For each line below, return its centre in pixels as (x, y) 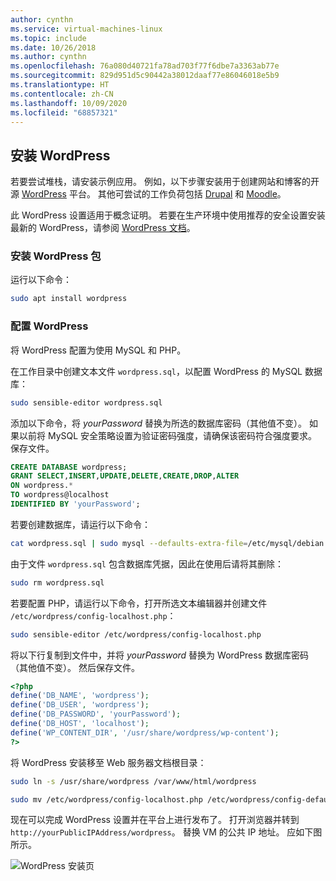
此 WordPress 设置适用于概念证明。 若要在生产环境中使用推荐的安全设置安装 (168, 215)
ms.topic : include (48, 38)
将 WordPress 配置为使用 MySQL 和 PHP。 (98, 350)
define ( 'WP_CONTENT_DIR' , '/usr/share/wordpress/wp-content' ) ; (145, 732)
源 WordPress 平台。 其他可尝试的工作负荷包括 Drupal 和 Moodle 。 (148, 194)
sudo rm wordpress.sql (57, 582)
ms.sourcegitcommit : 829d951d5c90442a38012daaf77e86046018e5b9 (145, 76)
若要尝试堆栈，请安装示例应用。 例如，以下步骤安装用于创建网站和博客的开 (165, 182)
